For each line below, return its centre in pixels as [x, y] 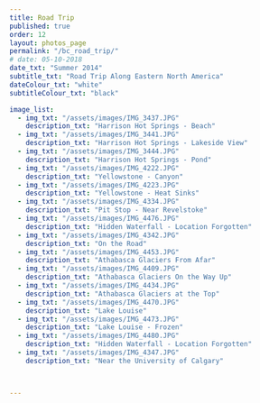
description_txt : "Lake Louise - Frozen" [104, 327]
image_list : [32, 109]
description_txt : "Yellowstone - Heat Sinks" [113, 193]
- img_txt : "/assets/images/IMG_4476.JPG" [98, 218]
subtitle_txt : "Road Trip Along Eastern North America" [116, 77]
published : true [40, 26]
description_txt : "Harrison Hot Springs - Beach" [121, 126]
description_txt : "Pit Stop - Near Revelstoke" [116, 210]
